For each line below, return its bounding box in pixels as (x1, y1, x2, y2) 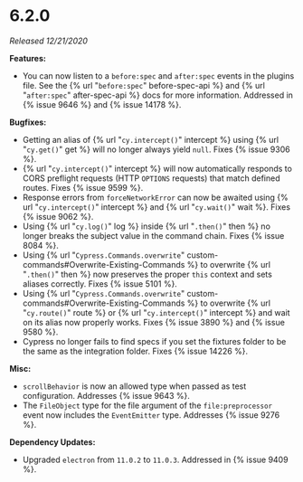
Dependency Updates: (9, 436, 96, 448)
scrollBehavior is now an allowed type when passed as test (22, 381, 247, 392)
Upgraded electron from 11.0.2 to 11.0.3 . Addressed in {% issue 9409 (22, 454, 289, 465)
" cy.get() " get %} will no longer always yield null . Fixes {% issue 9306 (22, 144, 291, 155)
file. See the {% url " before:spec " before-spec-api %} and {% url (22, 80, 265, 90)
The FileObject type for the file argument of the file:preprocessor (22, 400, 273, 411)
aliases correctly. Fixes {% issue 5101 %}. (22, 278, 178, 289)
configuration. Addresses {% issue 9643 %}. (22, 390, 190, 401)
